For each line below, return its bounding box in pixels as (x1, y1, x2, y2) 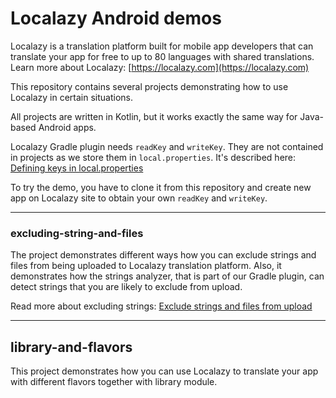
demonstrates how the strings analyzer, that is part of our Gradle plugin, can (10, 270, 325, 282)
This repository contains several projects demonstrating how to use (10, 80, 289, 92)
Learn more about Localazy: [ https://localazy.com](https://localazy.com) (10, 61, 310, 73)
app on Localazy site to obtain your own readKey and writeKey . (10, 192, 268, 204)
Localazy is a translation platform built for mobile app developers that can (10, 40, 314, 52)
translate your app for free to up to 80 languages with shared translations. (10, 50, 315, 62)
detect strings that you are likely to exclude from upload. (10, 281, 243, 293)
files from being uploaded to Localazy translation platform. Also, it (10, 260, 282, 272)
